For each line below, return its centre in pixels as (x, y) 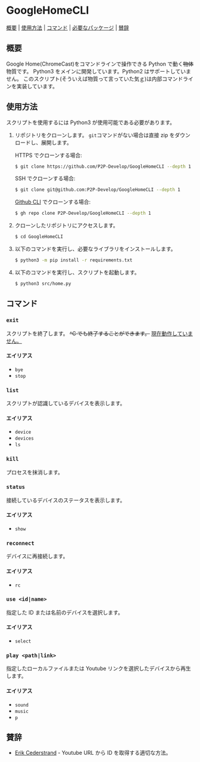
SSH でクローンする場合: (45, 178)
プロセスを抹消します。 (35, 472)
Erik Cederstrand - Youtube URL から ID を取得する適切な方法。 (93, 753)
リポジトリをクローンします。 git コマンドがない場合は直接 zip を (95, 135)
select (23, 641)
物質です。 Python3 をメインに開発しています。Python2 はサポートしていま (99, 71)
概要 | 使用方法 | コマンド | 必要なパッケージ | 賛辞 (68, 27)
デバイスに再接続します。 (37, 556)
